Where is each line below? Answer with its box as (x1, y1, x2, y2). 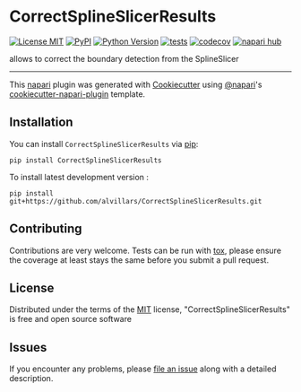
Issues (9, 339, 47, 355)
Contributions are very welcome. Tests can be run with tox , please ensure (9, 245, 282, 256)
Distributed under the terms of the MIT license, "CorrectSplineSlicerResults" (9, 304, 291, 315)
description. (9, 373, 54, 384)
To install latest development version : (9, 171, 150, 182)
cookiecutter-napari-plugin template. (9, 88, 146, 100)
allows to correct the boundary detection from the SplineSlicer (9, 53, 239, 64)
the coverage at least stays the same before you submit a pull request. (9, 254, 270, 266)
